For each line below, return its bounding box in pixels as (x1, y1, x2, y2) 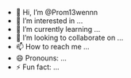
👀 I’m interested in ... (15, 16, 83, 25)
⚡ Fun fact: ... (15, 62, 60, 72)
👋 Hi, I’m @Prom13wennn (15, 8, 98, 17)
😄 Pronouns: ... (15, 53, 67, 63)
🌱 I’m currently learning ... (15, 25, 101, 33)
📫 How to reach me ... (15, 42, 90, 51)
